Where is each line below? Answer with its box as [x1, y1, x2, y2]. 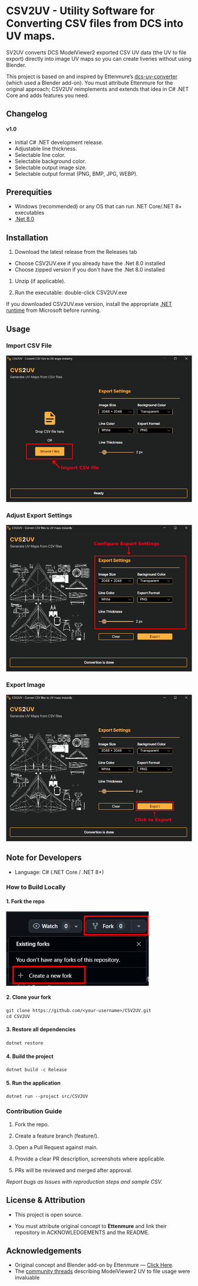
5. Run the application [6, 1079, 61, 1087]
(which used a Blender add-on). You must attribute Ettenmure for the [6, 79, 173, 86]
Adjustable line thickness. [14, 145, 77, 152]
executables [14, 209, 45, 217]
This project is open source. [14, 1211, 83, 1218]
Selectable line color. [14, 151, 66, 158]
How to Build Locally [6, 883, 66, 891]
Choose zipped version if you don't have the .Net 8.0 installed [14, 266, 165, 273]
